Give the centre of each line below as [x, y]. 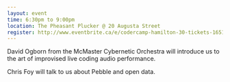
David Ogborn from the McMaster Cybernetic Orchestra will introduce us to [114, 52]
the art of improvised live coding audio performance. [81, 59]
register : [21, 32]
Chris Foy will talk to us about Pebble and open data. [81, 72]
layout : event [27, 13]
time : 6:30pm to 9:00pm [41, 20]
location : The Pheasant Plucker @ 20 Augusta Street [84, 26]
